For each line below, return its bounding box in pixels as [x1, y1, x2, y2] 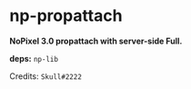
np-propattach [9, 5, 123, 26]
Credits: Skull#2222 [9, 70, 82, 82]
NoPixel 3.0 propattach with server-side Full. [9, 35, 183, 46]
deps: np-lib [9, 53, 59, 64]
